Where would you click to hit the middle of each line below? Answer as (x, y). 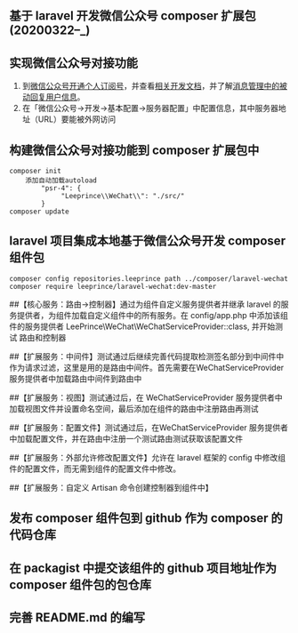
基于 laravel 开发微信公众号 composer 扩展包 (133, 16)
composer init (36, 172)
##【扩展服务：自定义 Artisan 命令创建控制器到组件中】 (111, 487)
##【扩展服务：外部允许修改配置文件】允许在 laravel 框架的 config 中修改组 (148, 457)
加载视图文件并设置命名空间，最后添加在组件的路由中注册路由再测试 (134, 408)
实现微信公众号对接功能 (73, 63)
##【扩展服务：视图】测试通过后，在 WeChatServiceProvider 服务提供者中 (146, 397)
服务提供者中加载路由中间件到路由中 (76, 378)
